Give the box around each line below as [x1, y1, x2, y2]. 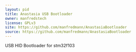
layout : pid [5, 7, 29, 12]
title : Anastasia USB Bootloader [5, 12, 73, 16]
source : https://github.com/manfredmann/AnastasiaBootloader [5, 29, 132, 34]
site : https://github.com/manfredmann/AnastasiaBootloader [5, 25, 127, 30]
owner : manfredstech [5, 16, 47, 21]
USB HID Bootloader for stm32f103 [5, 43, 75, 48]
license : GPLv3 [5, 20, 36, 26]
